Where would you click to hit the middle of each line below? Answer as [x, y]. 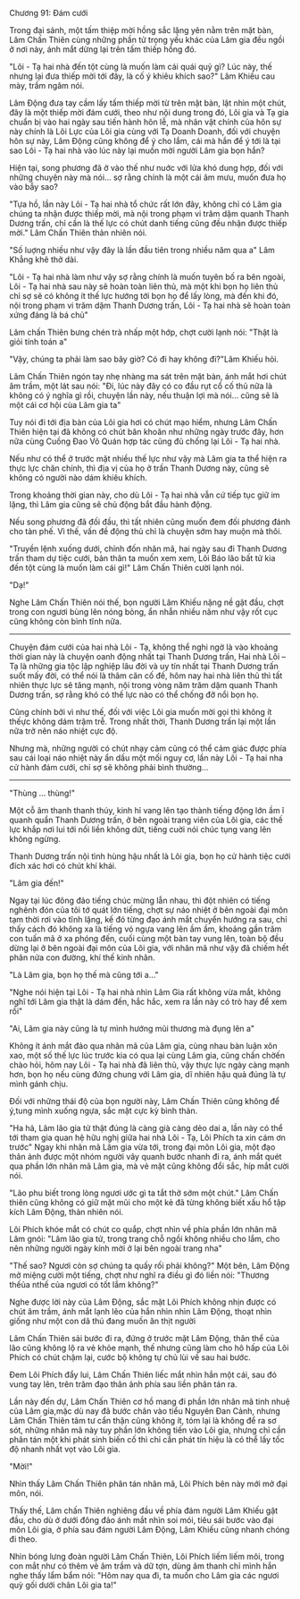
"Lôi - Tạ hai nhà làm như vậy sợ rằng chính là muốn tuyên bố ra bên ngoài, [147, 277]
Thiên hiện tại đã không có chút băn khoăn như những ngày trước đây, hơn [146, 432]
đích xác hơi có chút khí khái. [63, 866]
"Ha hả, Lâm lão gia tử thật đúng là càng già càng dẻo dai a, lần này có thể [146, 1128]
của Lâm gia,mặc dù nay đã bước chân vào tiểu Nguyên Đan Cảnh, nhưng [145, 1411]
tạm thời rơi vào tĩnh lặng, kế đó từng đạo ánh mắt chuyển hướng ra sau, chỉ [148, 919]
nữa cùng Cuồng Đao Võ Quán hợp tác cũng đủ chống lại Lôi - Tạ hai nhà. [145, 441]
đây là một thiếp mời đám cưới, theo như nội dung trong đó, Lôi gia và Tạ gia [149, 112]
